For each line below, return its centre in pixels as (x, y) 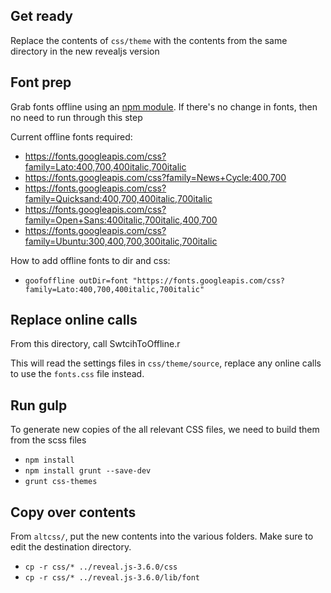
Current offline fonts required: (71, 136)
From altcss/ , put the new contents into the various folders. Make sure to (162, 536)
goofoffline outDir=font (76, 280)
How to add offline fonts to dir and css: (90, 260)
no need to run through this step (76, 117)
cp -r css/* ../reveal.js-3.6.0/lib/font (112, 578)
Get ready (41, 16)
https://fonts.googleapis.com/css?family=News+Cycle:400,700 (155, 177)
